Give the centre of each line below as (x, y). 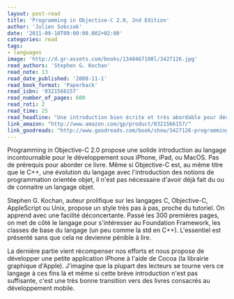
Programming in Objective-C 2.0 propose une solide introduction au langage (117, 150)
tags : (15, 46)
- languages (24, 53)
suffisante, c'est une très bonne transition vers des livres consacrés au (109, 281)
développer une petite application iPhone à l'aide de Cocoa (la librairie (108, 259)
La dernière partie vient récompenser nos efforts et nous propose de (106, 251)
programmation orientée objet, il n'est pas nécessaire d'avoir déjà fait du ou (116, 180)
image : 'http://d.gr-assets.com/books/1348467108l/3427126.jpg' (102, 59)
